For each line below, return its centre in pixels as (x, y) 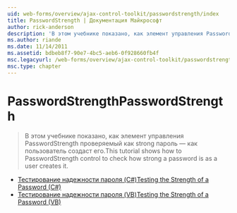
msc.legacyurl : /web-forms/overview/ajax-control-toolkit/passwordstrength (121, 60)
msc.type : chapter (34, 66)
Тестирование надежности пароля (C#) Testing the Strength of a (113, 179)
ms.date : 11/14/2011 (38, 47)
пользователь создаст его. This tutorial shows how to (103, 151)
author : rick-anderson (41, 27)
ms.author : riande (34, 40)
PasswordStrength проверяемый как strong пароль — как (111, 143)
